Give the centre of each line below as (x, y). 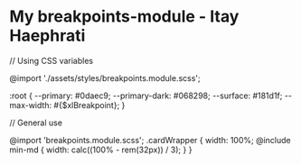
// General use (36, 123)
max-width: (31, 105)
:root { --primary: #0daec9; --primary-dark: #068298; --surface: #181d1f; (146, 96)
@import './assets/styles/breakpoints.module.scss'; (105, 77)
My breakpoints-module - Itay (124, 17)
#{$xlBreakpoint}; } (89, 105)
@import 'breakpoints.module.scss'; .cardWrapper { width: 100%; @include (150, 140)
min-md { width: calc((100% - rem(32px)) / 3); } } (101, 150)
